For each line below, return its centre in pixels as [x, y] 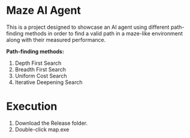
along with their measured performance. [56, 40]
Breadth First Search [40, 69]
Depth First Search [38, 63]
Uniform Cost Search [41, 76]
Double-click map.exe [42, 129]
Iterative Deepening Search [49, 82]
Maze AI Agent [43, 10]
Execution [32, 106]
